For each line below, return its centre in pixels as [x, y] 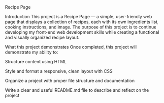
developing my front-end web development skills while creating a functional [82, 32]
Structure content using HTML [36, 62]
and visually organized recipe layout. [42, 37]
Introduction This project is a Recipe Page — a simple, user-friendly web [79, 16]
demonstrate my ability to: [32, 52]
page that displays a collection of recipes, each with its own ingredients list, [82, 22]
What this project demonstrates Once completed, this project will [71, 47]
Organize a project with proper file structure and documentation [70, 81]
